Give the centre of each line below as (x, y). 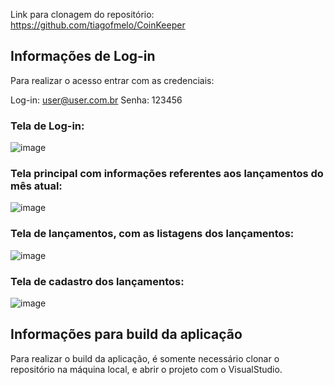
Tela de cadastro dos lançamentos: (97, 281)
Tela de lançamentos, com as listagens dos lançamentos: (152, 234)
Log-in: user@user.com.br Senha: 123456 (96, 100)
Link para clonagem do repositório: (82, 14)
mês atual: (36, 186)
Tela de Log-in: (47, 126)
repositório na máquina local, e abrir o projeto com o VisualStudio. (146, 369)
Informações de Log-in (83, 56)
